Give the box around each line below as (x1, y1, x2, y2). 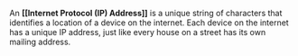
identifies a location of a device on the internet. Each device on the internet (9, 17, 289, 28)
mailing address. (9, 36, 71, 47)
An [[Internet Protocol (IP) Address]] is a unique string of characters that (9, 8, 283, 18)
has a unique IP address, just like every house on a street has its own (9, 27, 266, 37)
